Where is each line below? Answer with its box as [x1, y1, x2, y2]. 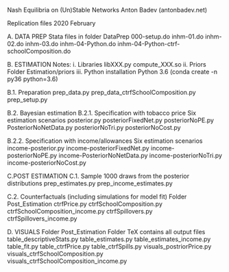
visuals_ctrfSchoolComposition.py [7, 250, 104, 258]
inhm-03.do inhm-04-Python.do [25, 40, 117, 47]
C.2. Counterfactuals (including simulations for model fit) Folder [7, 192, 187, 201]
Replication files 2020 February [7, 19, 96, 27]
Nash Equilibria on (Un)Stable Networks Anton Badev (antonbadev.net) [7, 6, 208, 14]
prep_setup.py [7, 95, 48, 104]
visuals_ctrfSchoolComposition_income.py [7, 257, 128, 265]
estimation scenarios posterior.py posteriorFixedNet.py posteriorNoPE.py [7, 116, 215, 124]
